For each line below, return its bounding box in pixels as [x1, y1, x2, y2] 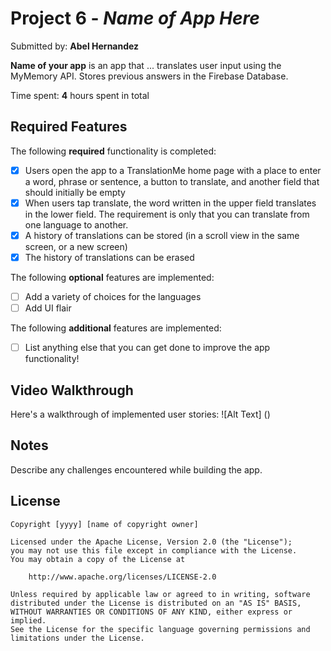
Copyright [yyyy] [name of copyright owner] [10, 519, 199, 529]
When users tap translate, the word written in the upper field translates [24, 197, 317, 209]
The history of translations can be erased [24, 251, 195, 263]
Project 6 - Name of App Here [10, 7, 260, 30]
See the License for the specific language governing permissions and [10, 624, 311, 634]
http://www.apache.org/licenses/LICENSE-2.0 [28, 572, 217, 582]
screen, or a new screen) [24, 240, 128, 252]
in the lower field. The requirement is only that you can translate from [24, 208, 310, 220]
